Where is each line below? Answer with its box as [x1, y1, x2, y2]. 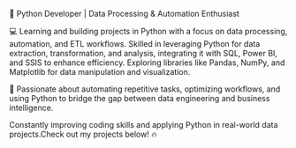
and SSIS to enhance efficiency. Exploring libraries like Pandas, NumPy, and [9, 57, 285, 68]
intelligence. [9, 102, 54, 113]
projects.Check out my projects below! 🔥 [9, 129, 157, 139]
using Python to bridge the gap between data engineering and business [9, 93, 270, 103]
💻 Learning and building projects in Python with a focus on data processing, [9, 26, 288, 36]
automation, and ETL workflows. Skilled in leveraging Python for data [9, 39, 261, 48]
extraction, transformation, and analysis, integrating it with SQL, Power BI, [9, 48, 278, 58]
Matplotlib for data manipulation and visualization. [9, 67, 191, 77]
